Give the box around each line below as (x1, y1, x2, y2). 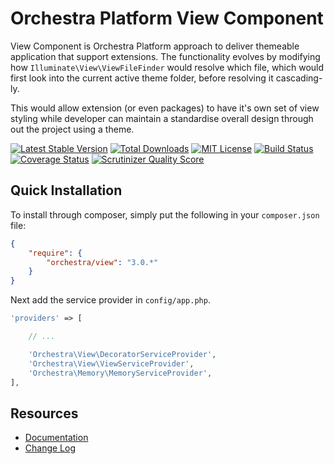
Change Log (24, 442, 77, 454)
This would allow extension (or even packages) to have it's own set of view (10, 102, 320, 114)
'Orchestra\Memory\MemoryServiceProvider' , (28, 368, 213, 378)
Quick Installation (10, 182, 123, 199)
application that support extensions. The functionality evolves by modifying (10, 50, 321, 62)
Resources (10, 405, 79, 422)
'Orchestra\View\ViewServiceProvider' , (28, 358, 195, 369)
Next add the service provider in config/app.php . (10, 294, 211, 306)
